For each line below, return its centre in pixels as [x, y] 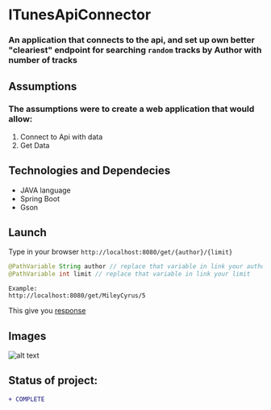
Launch [27, 232]
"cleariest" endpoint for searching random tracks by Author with [135, 50]
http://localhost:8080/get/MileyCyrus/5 [77, 296]
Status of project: [53, 381]
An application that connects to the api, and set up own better [132, 40]
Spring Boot [40, 198]
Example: [23, 289]
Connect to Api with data [61, 137]
